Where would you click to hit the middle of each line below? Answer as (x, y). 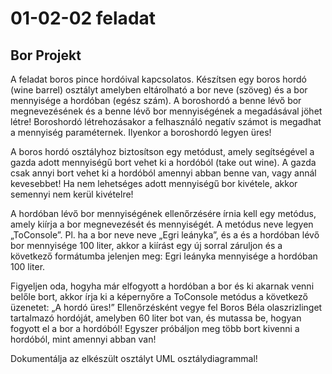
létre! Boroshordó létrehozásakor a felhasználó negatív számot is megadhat (166, 121)
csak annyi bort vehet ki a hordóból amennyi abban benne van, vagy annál (163, 173)
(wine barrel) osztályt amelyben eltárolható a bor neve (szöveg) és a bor (159, 90)
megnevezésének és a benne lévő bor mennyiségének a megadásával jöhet (166, 111)
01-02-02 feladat (83, 18)
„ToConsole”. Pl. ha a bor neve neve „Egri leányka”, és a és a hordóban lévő (165, 235)
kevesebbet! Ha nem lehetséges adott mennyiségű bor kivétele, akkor (154, 183)
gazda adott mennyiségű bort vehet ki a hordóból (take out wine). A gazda (163, 162)
